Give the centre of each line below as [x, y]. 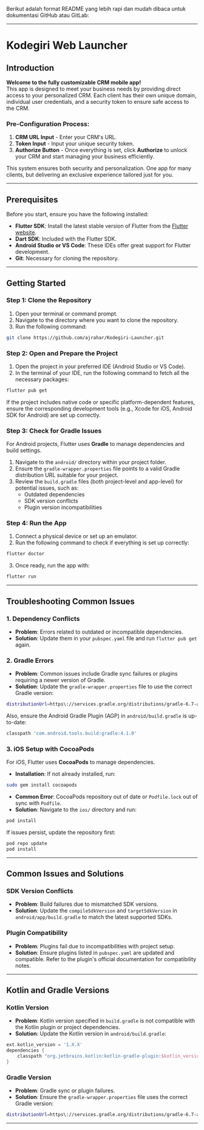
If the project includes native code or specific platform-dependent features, [101, 402]
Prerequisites [32, 200]
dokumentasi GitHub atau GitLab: [48, 15]
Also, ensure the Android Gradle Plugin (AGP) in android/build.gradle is [97, 716]
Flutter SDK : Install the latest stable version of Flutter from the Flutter [101, 226]
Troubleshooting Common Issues [70, 601]
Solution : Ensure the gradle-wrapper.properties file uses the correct [101, 1097]
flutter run [21, 577]
